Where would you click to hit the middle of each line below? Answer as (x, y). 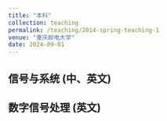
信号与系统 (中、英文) (60, 78)
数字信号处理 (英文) (54, 107)
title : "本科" (30, 15)
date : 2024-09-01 (36, 45)
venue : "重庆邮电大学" (42, 37)
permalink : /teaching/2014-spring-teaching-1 (83, 30)
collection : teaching (44, 23)
